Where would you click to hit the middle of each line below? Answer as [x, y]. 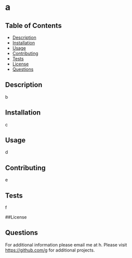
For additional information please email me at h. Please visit [66, 245]
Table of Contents [34, 26]
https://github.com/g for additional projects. [50, 250]
